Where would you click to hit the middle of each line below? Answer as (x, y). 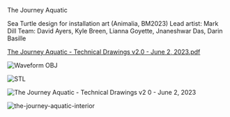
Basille (17, 38)
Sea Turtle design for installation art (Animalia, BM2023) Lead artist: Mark (113, 23)
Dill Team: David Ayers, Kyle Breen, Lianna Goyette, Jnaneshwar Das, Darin (115, 31)
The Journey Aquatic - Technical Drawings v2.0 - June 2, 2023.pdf (104, 52)
